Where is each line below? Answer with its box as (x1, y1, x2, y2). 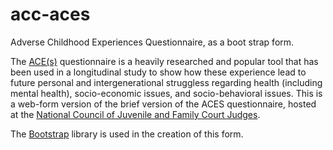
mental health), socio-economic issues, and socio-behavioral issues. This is (10, 87, 323, 99)
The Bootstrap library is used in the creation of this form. (10, 128, 244, 140)
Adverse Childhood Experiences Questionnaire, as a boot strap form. (10, 36, 295, 48)
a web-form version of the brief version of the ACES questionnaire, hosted (10, 98, 317, 110)
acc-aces (10, 3, 91, 26)
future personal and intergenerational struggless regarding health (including (10, 76, 323, 88)
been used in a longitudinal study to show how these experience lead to (10, 66, 307, 78)
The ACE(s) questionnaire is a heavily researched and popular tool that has (10, 55, 319, 67)
